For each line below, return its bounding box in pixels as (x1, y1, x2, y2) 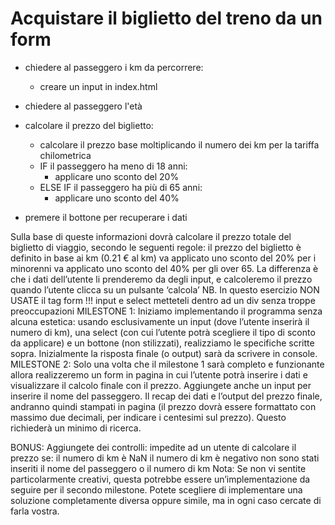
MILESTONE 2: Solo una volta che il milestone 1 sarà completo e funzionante (10, 358, 325, 370)
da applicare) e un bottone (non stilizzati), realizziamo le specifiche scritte (10, 337, 315, 349)
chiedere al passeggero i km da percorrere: (24, 61, 204, 73)
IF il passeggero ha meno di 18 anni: (39, 160, 188, 172)
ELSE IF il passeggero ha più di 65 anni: (39, 181, 203, 193)
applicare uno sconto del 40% (54, 192, 180, 204)
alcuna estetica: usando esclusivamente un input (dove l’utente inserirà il (10, 315, 310, 327)
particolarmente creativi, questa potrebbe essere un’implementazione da (10, 473, 311, 485)
